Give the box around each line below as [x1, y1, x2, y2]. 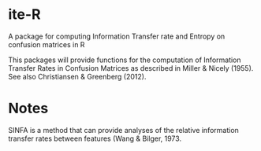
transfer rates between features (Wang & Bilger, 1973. [8, 134, 182, 143]
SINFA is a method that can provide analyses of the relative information [8, 125, 239, 134]
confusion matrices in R [8, 39, 85, 49]
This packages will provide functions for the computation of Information [8, 55, 242, 64]
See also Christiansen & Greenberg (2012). [8, 72, 147, 81]
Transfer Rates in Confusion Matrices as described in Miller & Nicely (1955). [8, 63, 254, 72]
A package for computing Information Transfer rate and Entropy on [8, 31, 226, 41]
